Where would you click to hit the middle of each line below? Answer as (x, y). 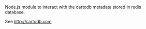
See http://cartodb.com (28, 22)
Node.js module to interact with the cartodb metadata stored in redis (73, 7)
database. (15, 12)
